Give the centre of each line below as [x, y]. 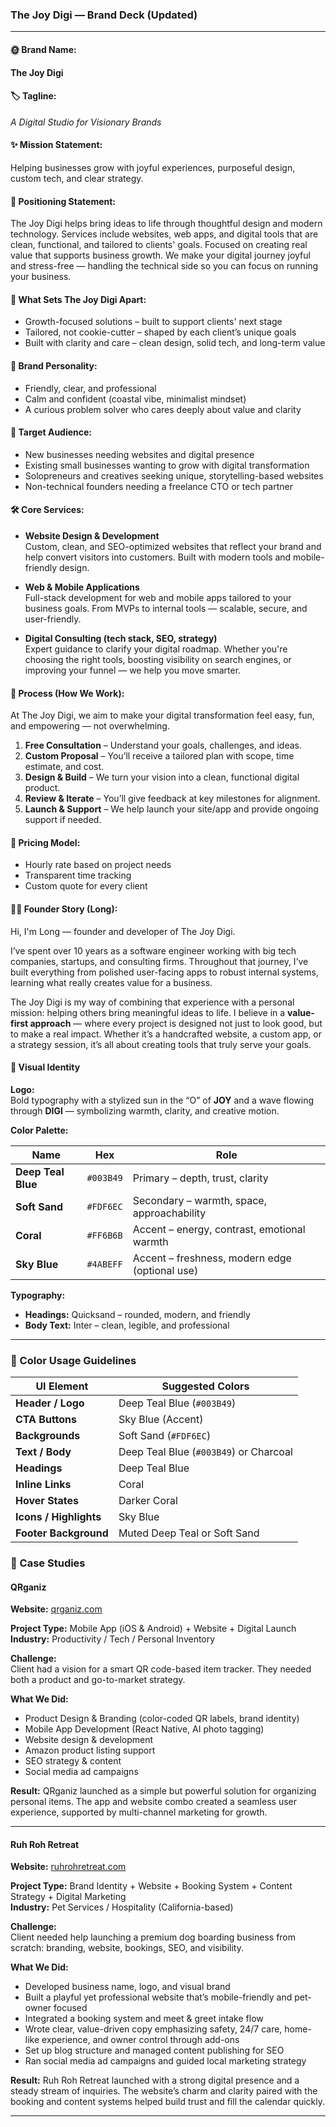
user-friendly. [53, 619]
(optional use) [165, 1270]
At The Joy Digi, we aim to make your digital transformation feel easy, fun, [162, 715]
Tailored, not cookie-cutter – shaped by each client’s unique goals [160, 332]
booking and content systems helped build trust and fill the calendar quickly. [168, 2102]
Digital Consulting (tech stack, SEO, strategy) [121, 638]
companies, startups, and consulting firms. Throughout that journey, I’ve [159, 961]
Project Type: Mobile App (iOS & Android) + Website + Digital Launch [153, 1629]
